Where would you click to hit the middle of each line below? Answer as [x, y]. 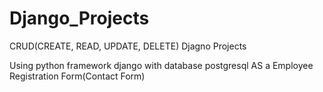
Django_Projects [79, 18]
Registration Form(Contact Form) [77, 76]
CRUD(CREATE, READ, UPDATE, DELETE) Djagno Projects [128, 46]
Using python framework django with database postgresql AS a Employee [161, 65]
